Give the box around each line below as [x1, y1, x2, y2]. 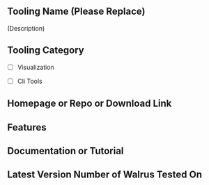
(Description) [7, 24, 45, 32]
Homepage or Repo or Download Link [7, 98, 172, 110]
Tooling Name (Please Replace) [7, 6, 146, 17]
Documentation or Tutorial [7, 145, 124, 156]
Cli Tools [17, 77, 43, 85]
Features [7, 121, 47, 133]
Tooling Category [7, 45, 85, 57]
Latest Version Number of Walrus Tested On [7, 169, 202, 181]
